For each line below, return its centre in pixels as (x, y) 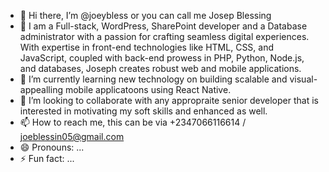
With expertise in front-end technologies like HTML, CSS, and (147, 47)
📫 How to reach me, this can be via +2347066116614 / (133, 122)
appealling (41, 89)
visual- (303, 79)
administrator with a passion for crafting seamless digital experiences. (164, 36)
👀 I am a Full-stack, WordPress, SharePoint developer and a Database (163, 26)
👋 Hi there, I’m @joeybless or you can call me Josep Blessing (145, 15)
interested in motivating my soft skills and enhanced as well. (143, 111)
